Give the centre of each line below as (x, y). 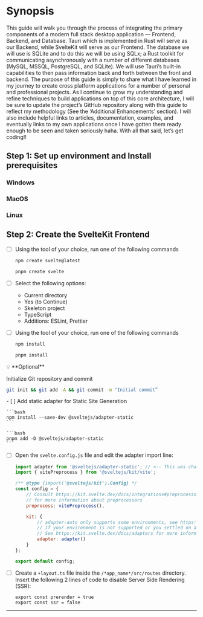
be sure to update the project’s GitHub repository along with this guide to (97, 105)
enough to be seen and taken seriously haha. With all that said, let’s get (95, 131)
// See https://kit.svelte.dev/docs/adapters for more (108, 534)
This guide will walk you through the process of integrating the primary (95, 28)
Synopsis (30, 11)
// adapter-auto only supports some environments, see (108, 522)
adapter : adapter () (61, 539)
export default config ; (45, 561)
